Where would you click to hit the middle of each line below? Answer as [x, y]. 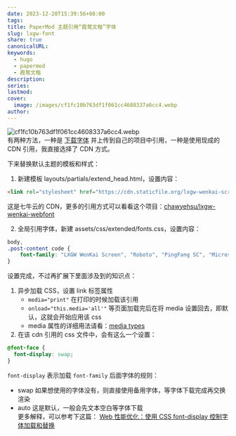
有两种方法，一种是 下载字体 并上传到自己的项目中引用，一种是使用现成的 [113, 140]
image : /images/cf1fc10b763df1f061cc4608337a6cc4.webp [96, 105]
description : [26, 79]
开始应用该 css [80, 317]
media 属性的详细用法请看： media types [86, 326]
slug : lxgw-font [31, 33]
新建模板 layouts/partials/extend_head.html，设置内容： [98, 178]
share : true [25, 40]
